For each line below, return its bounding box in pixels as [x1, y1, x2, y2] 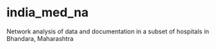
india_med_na [6, 5, 89, 20]
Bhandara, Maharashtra [6, 34, 74, 42]
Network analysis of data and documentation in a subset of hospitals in [6, 27, 209, 35]
